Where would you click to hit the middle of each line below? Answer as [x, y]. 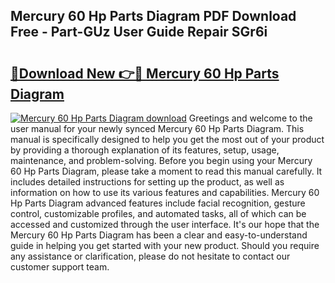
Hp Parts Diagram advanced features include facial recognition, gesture [158, 203]
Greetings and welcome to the [250, 118]
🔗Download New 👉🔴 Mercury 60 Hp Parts [145, 73]
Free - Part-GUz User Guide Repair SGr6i [139, 32]
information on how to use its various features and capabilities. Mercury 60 [165, 192]
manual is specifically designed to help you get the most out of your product [167, 139]
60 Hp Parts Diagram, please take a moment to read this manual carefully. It [166, 171]
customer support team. [60, 267]
